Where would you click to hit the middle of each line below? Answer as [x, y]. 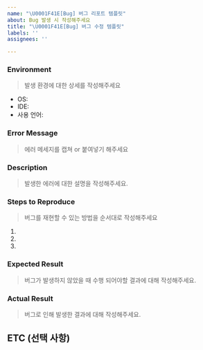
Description [27, 167]
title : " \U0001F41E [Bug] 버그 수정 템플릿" [66, 26]
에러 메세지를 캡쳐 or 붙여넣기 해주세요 [76, 149]
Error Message [33, 133]
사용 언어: [30, 115]
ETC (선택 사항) [39, 339]
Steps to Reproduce [41, 201]
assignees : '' [28, 39]
